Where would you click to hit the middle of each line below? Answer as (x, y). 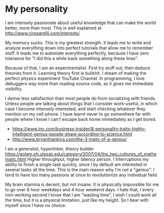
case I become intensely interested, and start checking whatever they (75, 109)
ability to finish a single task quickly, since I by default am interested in (76, 164)
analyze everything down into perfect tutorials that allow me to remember (79, 48)
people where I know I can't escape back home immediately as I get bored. (81, 119)
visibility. (14, 89)
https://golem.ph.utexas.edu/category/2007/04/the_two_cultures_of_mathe (81, 154)
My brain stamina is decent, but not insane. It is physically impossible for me (82, 184)
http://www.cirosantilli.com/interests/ (42, 33)
